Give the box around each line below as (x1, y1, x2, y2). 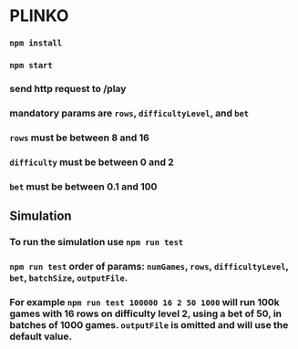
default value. (9, 330, 73, 343)
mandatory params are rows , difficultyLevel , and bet (9, 107, 249, 119)
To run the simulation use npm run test (9, 235, 184, 248)
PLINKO (9, 5, 69, 26)
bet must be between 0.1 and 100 (9, 180, 158, 192)
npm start (9, 60, 53, 71)
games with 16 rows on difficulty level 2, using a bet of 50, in (9, 307, 283, 320)
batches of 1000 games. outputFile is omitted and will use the (9, 318, 289, 331)
